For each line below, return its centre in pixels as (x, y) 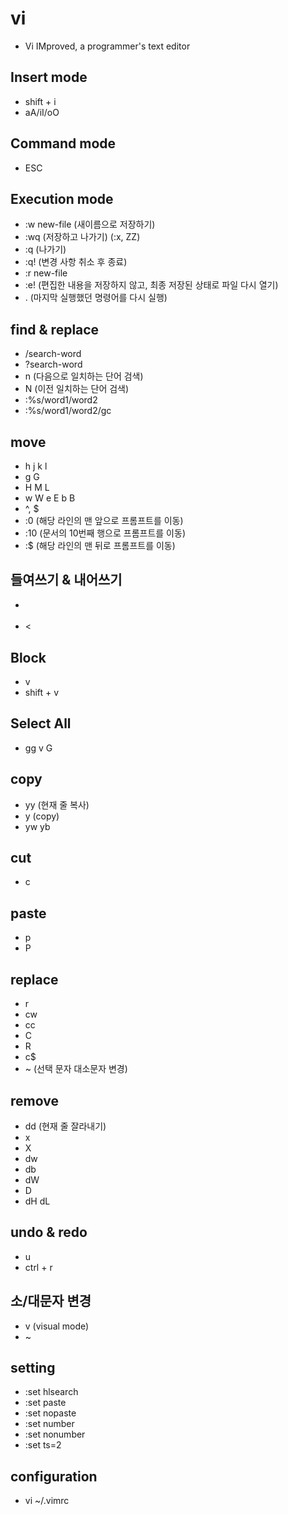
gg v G (38, 748)
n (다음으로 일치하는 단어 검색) (84, 376)
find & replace (55, 329)
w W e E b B (50, 498)
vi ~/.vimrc (47, 1501)
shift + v (42, 693)
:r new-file (46, 273)
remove (34, 1100)
